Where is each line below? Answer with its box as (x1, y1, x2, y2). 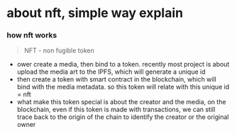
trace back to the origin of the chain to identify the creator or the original (16, 113, 229, 121)
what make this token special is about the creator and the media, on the (16, 98, 226, 106)
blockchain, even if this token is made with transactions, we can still (16, 105, 216, 114)
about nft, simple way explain (6, 5, 184, 21)
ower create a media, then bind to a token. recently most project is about (16, 60, 230, 69)
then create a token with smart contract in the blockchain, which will (16, 75, 217, 84)
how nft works (6, 30, 57, 40)
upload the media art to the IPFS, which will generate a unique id (16, 67, 206, 76)
